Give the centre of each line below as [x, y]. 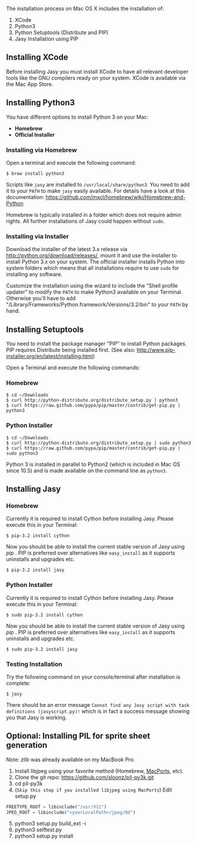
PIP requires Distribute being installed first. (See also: [71, 350]
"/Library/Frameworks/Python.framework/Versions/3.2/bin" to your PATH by [97, 305]
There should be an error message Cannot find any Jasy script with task [98, 704]
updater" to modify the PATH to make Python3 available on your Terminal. [94, 292]
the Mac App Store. [30, 84]
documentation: [25, 197]
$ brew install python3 [35, 174]
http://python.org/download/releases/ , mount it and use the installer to [91, 256]
